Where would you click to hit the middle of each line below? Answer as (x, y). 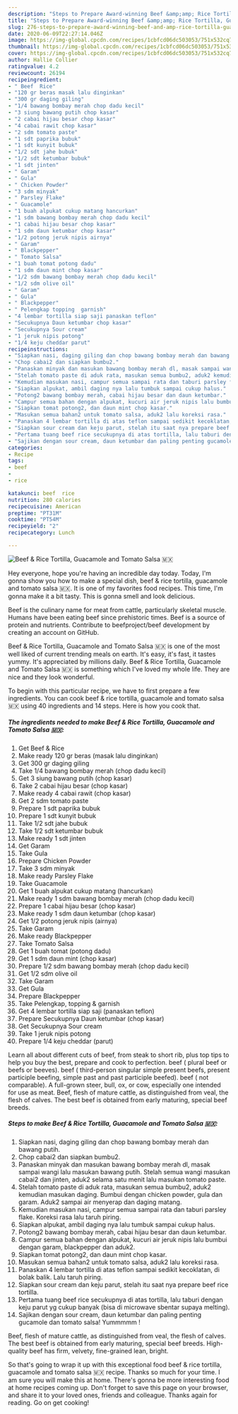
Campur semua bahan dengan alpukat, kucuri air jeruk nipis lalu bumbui (123, 1239)
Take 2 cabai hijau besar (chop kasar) (73, 785)
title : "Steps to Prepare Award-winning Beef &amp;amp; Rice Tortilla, (115, 21)
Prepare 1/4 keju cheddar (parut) (66, 1041)
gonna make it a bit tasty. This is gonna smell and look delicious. (102, 596)
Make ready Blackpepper (55, 936)
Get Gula (31, 988)
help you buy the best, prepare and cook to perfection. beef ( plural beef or (118, 1062)
